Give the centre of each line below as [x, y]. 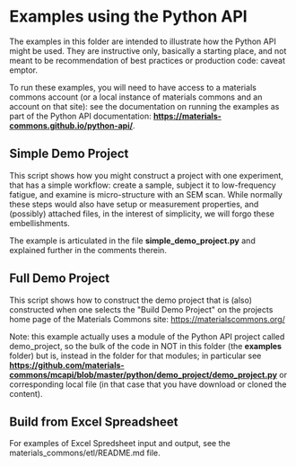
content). [26, 393]
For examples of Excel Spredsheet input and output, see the [120, 444]
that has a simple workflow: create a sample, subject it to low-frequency [143, 185]
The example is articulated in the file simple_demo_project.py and [132, 241]
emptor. [24, 70]
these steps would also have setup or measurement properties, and [134, 204]
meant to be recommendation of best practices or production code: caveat [147, 60]
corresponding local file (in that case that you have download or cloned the [148, 384]
